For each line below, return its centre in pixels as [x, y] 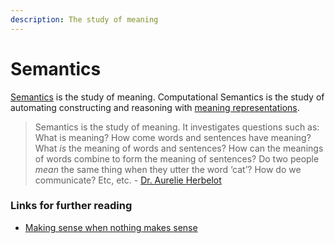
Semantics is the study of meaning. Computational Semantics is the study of [167, 97]
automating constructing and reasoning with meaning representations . [155, 107]
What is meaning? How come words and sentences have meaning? [173, 137]
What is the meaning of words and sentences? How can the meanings [179, 148]
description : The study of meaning [84, 19]
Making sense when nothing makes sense [111, 227]
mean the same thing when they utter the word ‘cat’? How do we [168, 169]
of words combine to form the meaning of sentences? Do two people [177, 158]
